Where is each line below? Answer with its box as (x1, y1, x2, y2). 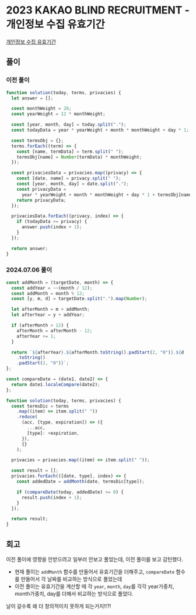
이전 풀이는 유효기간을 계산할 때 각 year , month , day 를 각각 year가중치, (14, 583, 174, 590)
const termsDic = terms (11, 403, 69, 409)
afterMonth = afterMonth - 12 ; (16, 328, 93, 334)
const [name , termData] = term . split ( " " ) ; (16, 149, 124, 154)
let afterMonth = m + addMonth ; (11, 307, 90, 312)
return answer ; (11, 245, 48, 252)
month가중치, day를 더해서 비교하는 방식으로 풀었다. (14, 590, 134, 597)
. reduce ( (16, 414, 38, 420)
